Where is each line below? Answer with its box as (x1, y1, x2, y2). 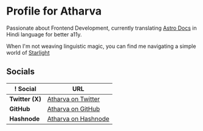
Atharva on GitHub (47, 104, 100, 113)
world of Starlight (6, 49, 50, 56)
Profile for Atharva (6, 4, 102, 18)
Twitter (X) (9, 95, 41, 103)
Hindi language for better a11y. (6, 30, 82, 38)
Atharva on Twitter (47, 95, 100, 103)
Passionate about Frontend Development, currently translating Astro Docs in (6, 24, 197, 32)
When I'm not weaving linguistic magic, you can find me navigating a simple (6, 42, 196, 50)
